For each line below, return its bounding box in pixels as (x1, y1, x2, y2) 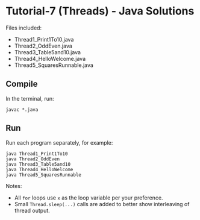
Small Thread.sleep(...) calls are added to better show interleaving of (14, 200, 190, 207)
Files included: (5, 24, 42, 31)
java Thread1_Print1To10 (5, 151, 68, 157)
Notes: (5, 182, 22, 189)
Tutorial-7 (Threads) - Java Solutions (5, 4, 195, 18)
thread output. (14, 207, 51, 214)
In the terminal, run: (5, 95, 55, 102)
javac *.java (5, 107, 39, 113)
